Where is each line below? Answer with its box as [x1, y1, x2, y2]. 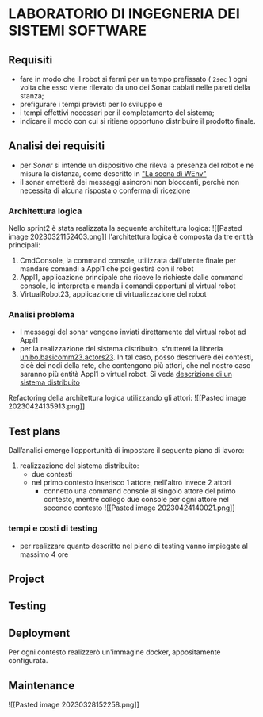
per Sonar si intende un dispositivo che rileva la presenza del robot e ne [19, 160, 255, 170]
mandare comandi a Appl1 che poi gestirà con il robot [19, 264, 194, 274]
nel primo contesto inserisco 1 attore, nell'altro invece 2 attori [31, 477, 231, 488]
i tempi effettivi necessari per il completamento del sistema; [19, 108, 215, 117]
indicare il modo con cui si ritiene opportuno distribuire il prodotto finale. [19, 117, 256, 125]
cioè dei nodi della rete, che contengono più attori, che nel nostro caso [19, 361, 251, 370]
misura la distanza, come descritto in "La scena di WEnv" [19, 168, 208, 178]
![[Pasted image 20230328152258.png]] [8, 700, 140, 709]
